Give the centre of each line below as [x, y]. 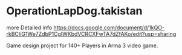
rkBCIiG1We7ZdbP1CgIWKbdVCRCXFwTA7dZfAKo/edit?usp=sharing [91, 33]
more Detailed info [29, 27]
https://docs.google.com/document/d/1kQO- [109, 27]
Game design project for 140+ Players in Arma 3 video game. [82, 45]
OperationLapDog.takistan [75, 11]
